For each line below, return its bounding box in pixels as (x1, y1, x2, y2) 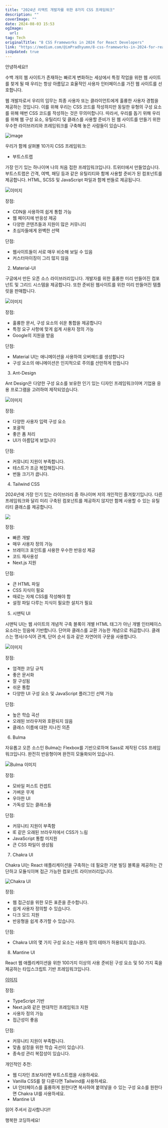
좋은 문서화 (12, 672, 34, 678)
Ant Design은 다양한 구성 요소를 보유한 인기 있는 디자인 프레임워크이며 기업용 (5, 380, 156, 386)
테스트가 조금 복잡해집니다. (12, 464, 65, 471)
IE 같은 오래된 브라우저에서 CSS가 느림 (12, 829, 88, 835)
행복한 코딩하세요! (5, 1117, 40, 1123)
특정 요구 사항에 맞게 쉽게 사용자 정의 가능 (12, 326, 94, 332)
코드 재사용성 (12, 553, 38, 559)
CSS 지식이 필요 (12, 587, 44, 593)
